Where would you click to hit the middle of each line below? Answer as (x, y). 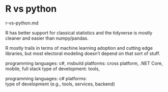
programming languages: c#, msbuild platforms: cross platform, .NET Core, (84, 63)
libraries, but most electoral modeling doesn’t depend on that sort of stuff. (83, 53)
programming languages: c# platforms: (46, 78)
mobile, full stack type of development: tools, (53, 69)
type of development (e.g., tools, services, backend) (60, 84)
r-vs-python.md (22, 23)
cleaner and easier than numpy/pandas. (47, 38)
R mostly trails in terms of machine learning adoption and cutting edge (79, 48)
